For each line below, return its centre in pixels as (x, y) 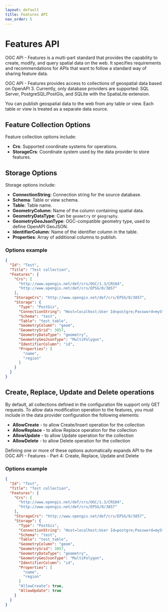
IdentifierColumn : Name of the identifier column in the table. (75, 232)
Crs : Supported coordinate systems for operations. (65, 147)
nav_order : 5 (19, 19)
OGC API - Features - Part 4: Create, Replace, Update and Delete (72, 455)
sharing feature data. (27, 74)
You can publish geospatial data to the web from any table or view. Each (79, 104)
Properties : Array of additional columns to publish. (65, 237)
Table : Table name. (32, 205)
